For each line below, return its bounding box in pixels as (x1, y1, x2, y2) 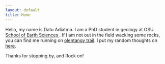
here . (5, 42, 16, 49)
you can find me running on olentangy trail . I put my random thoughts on (5, 37, 158, 44)
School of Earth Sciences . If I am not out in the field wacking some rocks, (5, 32, 160, 38)
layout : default (5, 7, 40, 13)
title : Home (5, 12, 31, 17)
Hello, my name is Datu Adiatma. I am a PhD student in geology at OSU (5, 26, 154, 32)
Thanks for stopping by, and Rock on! (5, 52, 84, 59)
